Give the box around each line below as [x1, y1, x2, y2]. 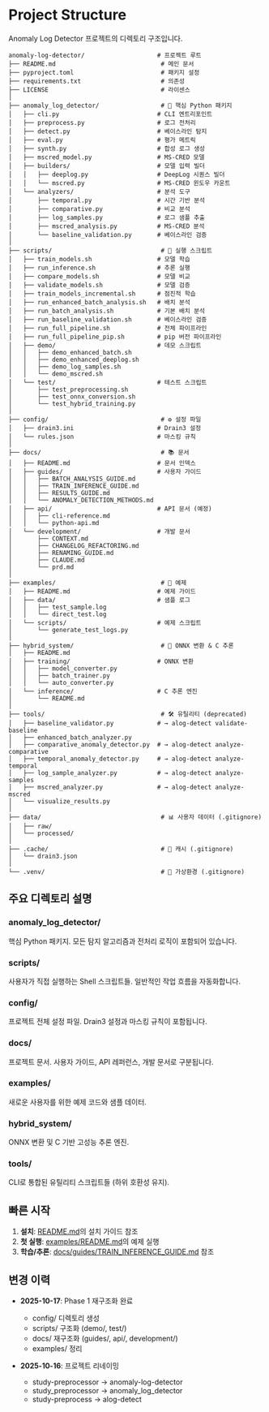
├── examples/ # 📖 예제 [8, 579, 187, 587]
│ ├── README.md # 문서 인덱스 [8, 458, 196, 467]
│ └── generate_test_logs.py [8, 626, 129, 634]
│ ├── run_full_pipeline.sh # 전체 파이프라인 [8, 324, 207, 332]
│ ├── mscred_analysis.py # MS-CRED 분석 [8, 222, 205, 230]
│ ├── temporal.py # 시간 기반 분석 [8, 196, 205, 204]
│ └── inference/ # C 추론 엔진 [8, 687, 199, 695]
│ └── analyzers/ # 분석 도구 [8, 187, 190, 196]
